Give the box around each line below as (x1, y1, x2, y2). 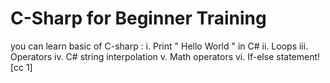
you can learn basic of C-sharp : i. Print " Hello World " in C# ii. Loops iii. (10, 40, 309, 52)
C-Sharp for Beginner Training (10, 7, 267, 30)
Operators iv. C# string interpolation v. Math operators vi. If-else (10, 50, 275, 62)
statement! (276, 50, 321, 62)
